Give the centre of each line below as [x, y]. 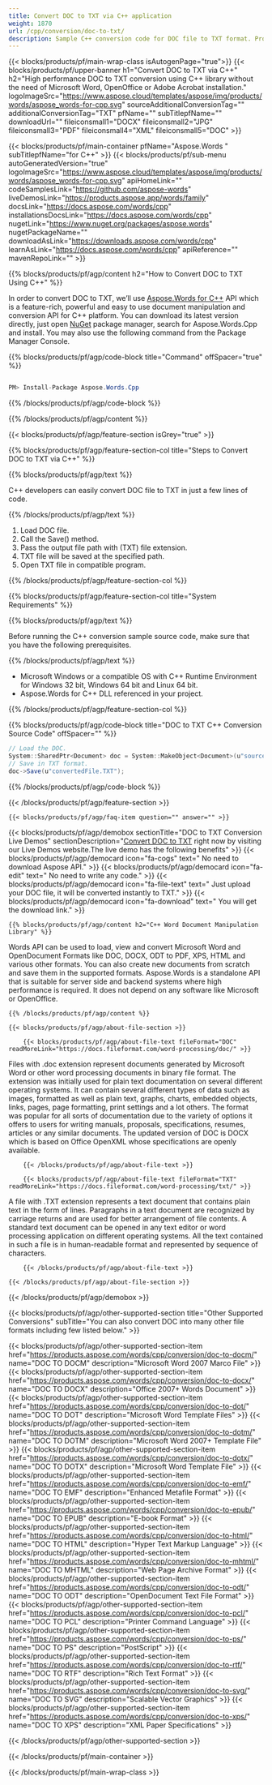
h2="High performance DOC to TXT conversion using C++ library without [131, 79]
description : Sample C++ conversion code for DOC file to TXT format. [130, 39]
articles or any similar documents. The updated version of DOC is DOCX [129, 1133]
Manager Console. [39, 341]
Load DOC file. [45, 530]
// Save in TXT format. [49, 763]
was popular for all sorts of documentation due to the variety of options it [130, 1115]
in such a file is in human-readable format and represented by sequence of [134, 1244]
